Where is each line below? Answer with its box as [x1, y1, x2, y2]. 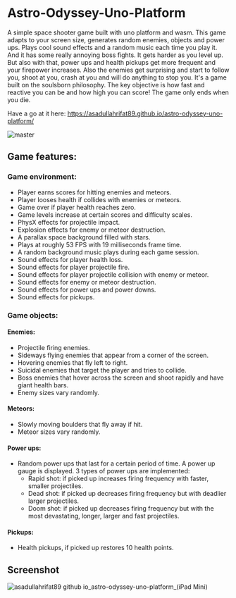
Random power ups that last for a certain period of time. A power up [17, 459, 216, 468]
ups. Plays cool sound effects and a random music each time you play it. [7, 43, 218, 51]
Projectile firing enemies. [17, 343, 90, 351]
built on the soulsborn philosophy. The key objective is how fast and [7, 80, 205, 89]
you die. [7, 95, 31, 104]
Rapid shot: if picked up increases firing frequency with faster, [27, 474, 209, 483]
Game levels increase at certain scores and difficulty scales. [17, 210, 192, 219]
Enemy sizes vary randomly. [17, 388, 100, 397]
